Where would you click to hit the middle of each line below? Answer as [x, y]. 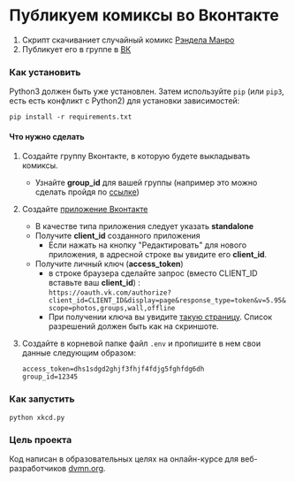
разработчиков [38, 469]
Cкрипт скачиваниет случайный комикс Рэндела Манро [128, 40]
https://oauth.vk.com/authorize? [110, 293]
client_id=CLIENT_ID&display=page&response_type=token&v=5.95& [167, 301]
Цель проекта [41, 440]
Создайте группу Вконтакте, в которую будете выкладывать [136, 157]
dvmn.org [86, 469]
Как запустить [42, 399]
